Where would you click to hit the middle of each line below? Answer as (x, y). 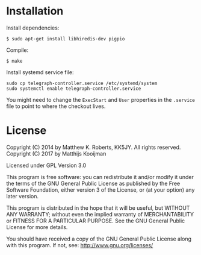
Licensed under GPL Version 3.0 (46, 165)
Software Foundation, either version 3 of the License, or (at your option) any (100, 190)
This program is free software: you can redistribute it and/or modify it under (100, 177)
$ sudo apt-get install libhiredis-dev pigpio (66, 39)
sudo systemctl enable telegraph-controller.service (74, 89)
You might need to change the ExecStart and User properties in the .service (101, 99)
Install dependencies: (33, 28)
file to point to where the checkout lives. (56, 106)
